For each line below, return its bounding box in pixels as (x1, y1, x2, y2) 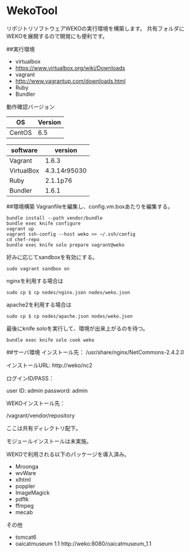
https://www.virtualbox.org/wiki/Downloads (15, 64, 126, 71)
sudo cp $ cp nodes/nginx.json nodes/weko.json (6, 289, 131, 295)
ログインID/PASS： (6, 374, 54, 382)
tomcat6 (15, 533, 37, 541)
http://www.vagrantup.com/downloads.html (15, 77, 126, 85)
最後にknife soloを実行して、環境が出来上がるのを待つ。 (6, 325, 149, 332)
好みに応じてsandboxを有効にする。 (6, 253, 98, 261)
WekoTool (6, 4, 58, 18)
